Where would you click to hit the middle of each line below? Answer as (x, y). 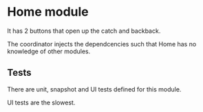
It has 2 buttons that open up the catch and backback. (84, 31)
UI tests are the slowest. (41, 102)
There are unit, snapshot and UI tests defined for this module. (94, 89)
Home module (48, 12)
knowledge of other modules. (49, 51)
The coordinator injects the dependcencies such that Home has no (102, 44)
